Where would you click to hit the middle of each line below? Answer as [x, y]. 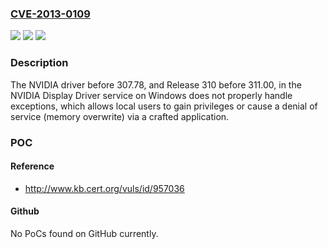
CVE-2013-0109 [50, 14]
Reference [32, 166]
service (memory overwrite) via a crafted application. [120, 116]
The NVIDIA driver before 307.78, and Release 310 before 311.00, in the [156, 84]
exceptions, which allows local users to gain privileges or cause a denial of [164, 106]
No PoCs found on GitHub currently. [84, 233]
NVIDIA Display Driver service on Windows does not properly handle [151, 95]
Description [39, 63]
